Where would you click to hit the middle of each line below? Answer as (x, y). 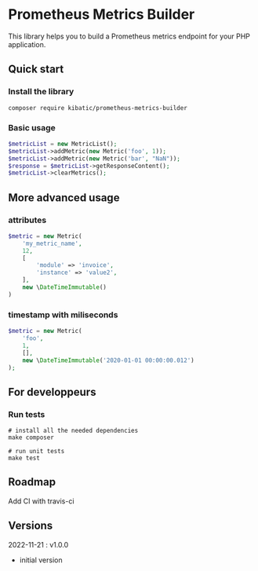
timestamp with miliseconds (63, 314)
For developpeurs (52, 392)
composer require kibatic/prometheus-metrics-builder (98, 108)
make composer (31, 437)
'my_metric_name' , (52, 243)
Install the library (41, 92)
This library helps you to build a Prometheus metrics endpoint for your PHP (129, 36)
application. (27, 44)
